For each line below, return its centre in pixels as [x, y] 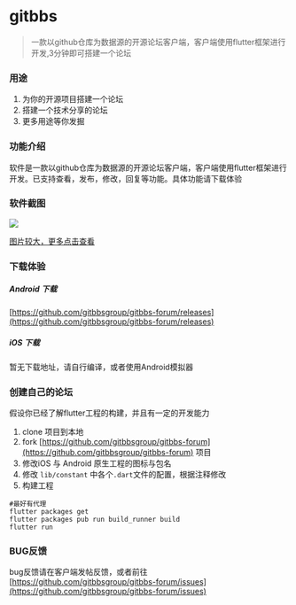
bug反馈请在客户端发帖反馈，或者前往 [78, 572]
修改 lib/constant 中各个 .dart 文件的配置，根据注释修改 [124, 474]
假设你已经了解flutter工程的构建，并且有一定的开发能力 [109, 413]
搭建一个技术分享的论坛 [65, 110]
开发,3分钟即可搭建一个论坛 [81, 53]
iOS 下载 [25, 343]
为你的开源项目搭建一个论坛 [73, 99]
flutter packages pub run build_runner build [94, 519]
